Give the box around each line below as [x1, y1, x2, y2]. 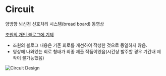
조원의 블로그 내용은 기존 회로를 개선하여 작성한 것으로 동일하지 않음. [12, 42, 147, 48]
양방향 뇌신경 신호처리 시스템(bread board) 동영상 [5, 21, 104, 27]
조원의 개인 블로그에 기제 [5, 31, 54, 37]
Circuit [5, 4, 34, 15]
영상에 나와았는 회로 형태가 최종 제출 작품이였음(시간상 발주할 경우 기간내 [12, 48, 156, 54]
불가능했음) [22, 54, 44, 61]
